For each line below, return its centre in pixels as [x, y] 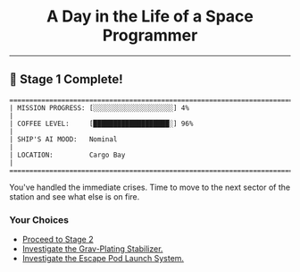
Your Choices [39, 219]
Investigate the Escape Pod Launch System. [103, 259]
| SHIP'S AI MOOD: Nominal [63, 139]
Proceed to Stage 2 [58, 240]
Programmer [150, 35]
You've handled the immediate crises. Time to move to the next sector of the [150, 187]
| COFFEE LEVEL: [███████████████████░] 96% [101, 123]
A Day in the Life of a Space [150, 17]
